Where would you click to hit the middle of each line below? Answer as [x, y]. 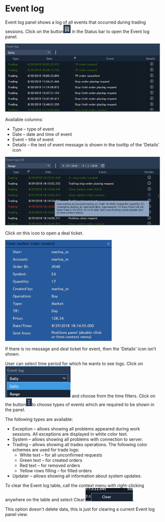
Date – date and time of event [42, 134]
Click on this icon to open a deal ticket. [44, 233]
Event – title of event [33, 140]
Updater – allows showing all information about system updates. [77, 476]
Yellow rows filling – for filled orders [56, 470]
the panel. [15, 410]
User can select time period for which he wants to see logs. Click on [74, 363]
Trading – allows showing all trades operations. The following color [80, 444]
